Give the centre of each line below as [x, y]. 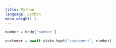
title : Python [20, 10]
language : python [23, 14]
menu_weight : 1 [21, 19]
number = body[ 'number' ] [31, 32]
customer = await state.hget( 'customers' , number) [58, 41]
